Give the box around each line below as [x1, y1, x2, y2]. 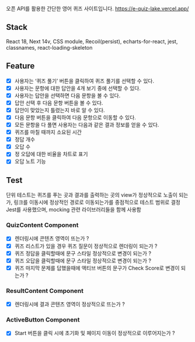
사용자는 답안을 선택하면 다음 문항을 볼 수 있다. [14, 92, 121, 99]
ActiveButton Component [6, 316, 80, 324]
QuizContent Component [6, 221, 79, 229]
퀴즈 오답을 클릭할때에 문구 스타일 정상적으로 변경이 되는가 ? [14, 257, 152, 264]
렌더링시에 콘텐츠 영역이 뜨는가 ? [14, 235, 89, 242]
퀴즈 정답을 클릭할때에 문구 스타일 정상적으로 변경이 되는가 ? [14, 250, 152, 257]
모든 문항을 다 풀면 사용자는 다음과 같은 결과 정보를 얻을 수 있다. [14, 122, 159, 128]
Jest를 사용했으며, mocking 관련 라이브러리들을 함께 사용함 [6, 206, 141, 213]
